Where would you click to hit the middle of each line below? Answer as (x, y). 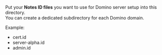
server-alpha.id (28, 42)
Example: (15, 27)
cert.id (19, 37)
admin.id (22, 48)
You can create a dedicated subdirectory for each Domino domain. (75, 18)
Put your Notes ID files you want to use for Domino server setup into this (81, 7)
